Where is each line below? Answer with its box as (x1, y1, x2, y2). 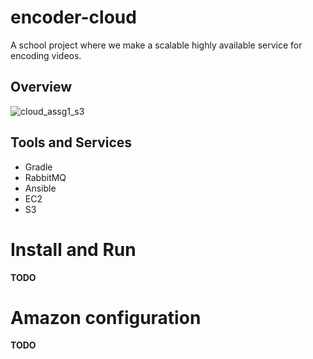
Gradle (24, 161, 53, 173)
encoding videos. (10, 49, 82, 61)
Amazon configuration (10, 306, 202, 329)
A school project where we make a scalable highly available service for (10, 39, 303, 51)
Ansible (24, 182, 57, 194)
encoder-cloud (10, 6, 137, 29)
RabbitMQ (24, 171, 67, 183)
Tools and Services (10, 134, 133, 151)
